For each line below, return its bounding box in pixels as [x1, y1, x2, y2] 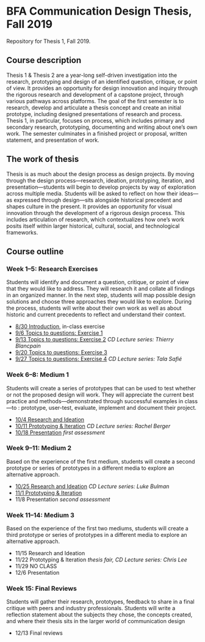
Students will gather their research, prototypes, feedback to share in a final [6, 598, 195, 605]
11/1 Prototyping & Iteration [15, 489, 82, 496]
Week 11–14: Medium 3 [6, 511, 75, 519]
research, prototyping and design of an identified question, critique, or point [6, 78, 198, 85]
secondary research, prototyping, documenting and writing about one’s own [6, 123, 198, 131]
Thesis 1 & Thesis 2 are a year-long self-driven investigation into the [6, 71, 178, 79]
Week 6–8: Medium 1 [6, 371, 69, 379]
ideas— [179, 189, 199, 197]
